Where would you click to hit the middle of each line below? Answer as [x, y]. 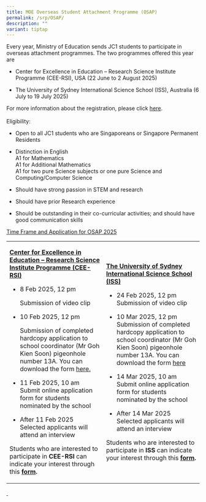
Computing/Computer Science [54, 178]
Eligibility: [18, 122]
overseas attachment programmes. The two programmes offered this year [100, 53]
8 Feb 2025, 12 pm [48, 289]
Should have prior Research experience [65, 202]
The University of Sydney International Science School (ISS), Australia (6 [107, 90]
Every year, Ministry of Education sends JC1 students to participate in [94, 47]
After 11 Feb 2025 [47, 420]
